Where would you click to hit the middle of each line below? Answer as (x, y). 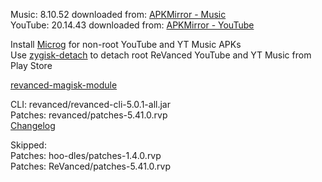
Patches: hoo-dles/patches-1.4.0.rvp (86, 155)
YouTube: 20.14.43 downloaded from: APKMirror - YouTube (132, 25)
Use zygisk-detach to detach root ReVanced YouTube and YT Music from (161, 55)
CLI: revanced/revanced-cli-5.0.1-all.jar (90, 104)
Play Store (31, 65)
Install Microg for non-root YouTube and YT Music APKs (126, 44)
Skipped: (28, 145)
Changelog (33, 125)
